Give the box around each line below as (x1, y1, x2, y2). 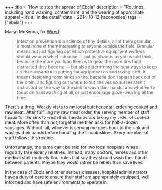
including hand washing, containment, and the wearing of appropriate (5, 9, 144, 15)
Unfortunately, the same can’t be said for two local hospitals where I (5, 145, 141, 150)
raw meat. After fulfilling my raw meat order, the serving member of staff (5, 109, 150, 115)
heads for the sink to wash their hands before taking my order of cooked (5, 115, 150, 120)
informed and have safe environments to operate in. (5, 179, 108, 185)
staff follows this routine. (5, 135, 55, 141)
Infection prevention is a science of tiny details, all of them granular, (16, 38, 152, 44)
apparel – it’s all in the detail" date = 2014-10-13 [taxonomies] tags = (5, 15, 141, 20)
